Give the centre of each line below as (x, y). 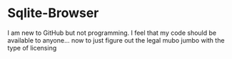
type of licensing (32, 48)
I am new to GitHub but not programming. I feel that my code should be (112, 33)
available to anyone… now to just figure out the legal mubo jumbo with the (116, 40)
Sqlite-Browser (53, 13)
